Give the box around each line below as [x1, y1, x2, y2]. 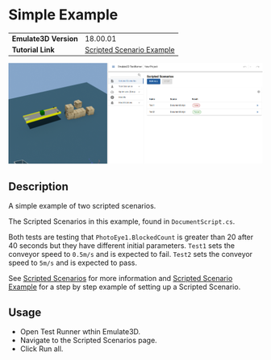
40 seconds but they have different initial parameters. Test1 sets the [8, 241, 236, 250]
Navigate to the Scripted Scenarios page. [19, 336, 157, 346]
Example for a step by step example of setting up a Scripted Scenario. [8, 282, 241, 292]
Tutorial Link [11, 44, 55, 54]
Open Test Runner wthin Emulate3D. [19, 327, 141, 337]
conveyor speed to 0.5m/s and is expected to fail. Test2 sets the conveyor [8, 250, 252, 259]
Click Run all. [19, 344, 64, 354]
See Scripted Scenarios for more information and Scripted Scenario [8, 274, 233, 283]
